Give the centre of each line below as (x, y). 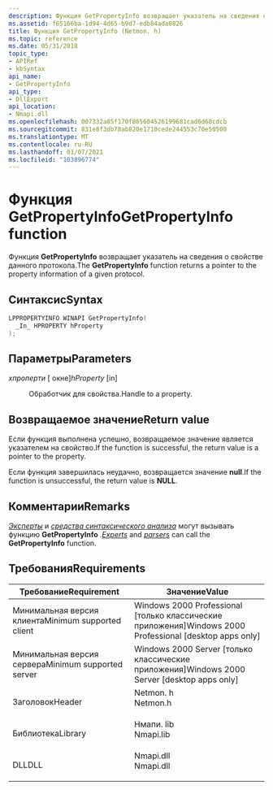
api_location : (32, 106)
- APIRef (23, 62)
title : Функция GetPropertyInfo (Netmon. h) (85, 31)
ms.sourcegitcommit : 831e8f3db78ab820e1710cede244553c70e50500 (118, 129)
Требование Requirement (69, 592)
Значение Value (197, 592)
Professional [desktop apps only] (197, 636)
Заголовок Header (48, 701)
